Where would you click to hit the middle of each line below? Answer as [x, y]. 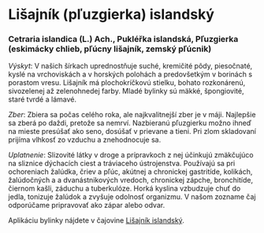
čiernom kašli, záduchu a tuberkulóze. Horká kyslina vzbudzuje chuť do [125, 189]
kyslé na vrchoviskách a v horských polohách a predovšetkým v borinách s [130, 74]
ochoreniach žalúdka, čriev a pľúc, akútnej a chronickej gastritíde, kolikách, [130, 172]
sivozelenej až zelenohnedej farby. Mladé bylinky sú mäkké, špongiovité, [126, 91]
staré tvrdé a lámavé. [43, 99]
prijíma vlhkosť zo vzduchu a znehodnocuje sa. [85, 140]
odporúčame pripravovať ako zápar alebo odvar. [87, 205]
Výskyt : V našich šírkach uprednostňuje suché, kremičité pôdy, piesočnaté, [130, 66]
